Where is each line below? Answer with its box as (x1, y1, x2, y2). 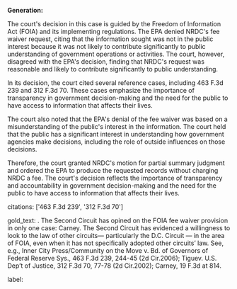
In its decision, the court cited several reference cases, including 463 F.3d (7, 79, 224, 87)
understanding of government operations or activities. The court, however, (7, 50, 225, 58)
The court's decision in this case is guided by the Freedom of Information (7, 20, 221, 28)
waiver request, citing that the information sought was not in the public (7, 35, 214, 43)
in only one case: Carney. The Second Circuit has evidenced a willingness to (7, 224, 231, 232)
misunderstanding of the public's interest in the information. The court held (7, 123, 226, 130)
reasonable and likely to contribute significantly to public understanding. (7, 65, 218, 73)
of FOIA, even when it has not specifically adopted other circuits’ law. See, (7, 239, 224, 247)
